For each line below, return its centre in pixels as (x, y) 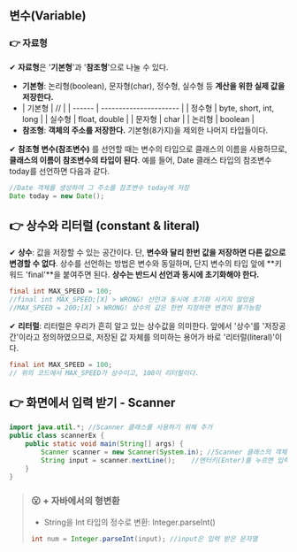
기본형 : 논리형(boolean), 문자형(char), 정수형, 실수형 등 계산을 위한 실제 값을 (153, 86)
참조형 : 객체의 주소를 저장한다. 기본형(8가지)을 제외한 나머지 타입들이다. (145, 130)
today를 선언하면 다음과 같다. (60, 171)
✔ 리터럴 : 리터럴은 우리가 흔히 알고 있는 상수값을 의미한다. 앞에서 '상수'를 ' (137, 326)
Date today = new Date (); (57, 196)
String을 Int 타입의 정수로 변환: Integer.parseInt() (130, 522)
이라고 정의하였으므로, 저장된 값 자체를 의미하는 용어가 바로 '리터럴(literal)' (147, 337)
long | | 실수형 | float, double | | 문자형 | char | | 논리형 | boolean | (138, 119)
